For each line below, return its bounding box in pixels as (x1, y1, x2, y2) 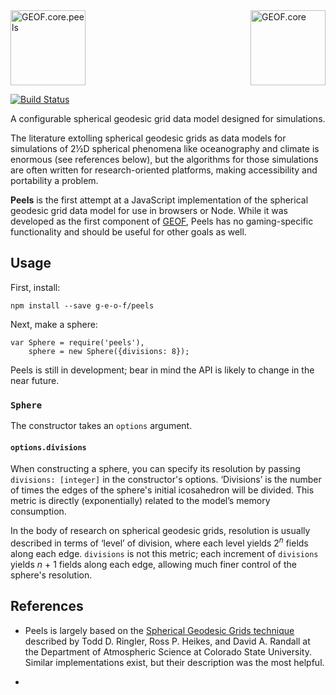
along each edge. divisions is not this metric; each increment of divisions (10, 547, 319, 559)
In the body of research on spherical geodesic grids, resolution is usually (10, 525, 311, 537)
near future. (10, 374, 60, 386)
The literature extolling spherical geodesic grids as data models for (10, 132, 287, 144)
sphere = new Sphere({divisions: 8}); (28, 346, 190, 356)
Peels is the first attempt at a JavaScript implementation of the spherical (10, 194, 309, 206)
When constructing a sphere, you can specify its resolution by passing (10, 463, 301, 475)
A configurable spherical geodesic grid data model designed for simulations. (10, 113, 326, 124)
